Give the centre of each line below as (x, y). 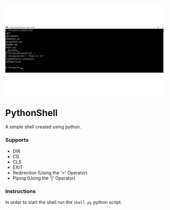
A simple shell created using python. (43, 127)
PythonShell (32, 113)
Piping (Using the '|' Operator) (44, 178)
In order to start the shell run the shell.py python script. (64, 202)
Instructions (21, 191)
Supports (17, 140)
